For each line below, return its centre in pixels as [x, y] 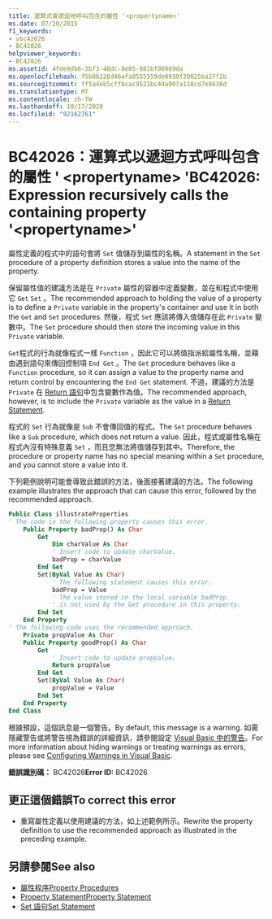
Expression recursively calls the [119, 195]
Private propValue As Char [69, 635]
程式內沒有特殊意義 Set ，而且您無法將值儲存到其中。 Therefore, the [122, 446]
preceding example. [54, 839]
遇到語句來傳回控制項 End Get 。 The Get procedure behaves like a [125, 363]
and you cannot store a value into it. [68, 464]
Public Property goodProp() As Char [85, 642]
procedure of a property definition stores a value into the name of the [125, 262]
